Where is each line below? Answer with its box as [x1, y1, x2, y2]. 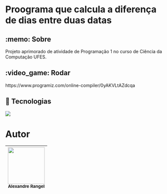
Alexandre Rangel [8, 183, 45, 189]
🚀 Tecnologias [5, 97, 52, 106]
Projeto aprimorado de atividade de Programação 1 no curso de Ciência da [5, 49, 162, 54]
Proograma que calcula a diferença [5, 4, 157, 15]
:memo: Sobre [5, 35, 52, 44]
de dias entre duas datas [5, 14, 112, 26]
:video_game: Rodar [5, 69, 70, 77]
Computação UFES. [5, 54, 47, 60]
